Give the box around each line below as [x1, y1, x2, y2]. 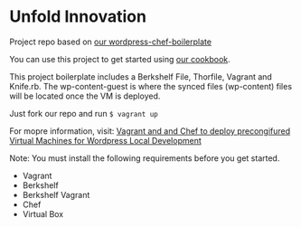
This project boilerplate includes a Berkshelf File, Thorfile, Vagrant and [9, 71, 273, 82]
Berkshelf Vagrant [22, 189, 90, 200]
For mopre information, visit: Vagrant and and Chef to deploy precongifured [9, 125, 291, 137]
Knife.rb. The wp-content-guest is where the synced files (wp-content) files [9, 80, 292, 91]
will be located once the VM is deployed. [9, 90, 161, 101]
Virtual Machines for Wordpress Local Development [9, 135, 202, 146]
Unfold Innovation [9, 6, 147, 27]
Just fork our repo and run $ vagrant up [9, 108, 158, 118]
